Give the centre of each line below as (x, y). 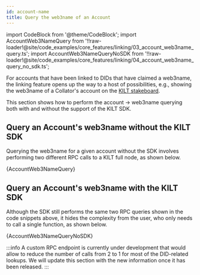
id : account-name (28, 12)
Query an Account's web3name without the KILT (99, 127)
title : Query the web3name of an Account (59, 17)
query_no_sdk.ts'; (28, 66)
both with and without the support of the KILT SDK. (69, 108)
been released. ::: (28, 267)
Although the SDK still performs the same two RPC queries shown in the (95, 212)
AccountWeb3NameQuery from (45, 41)
